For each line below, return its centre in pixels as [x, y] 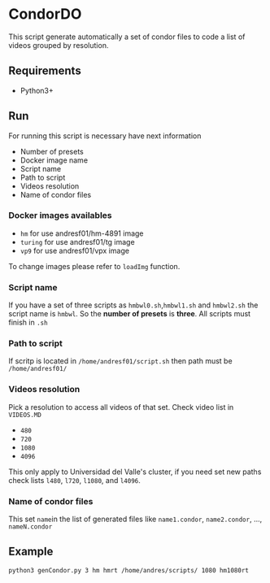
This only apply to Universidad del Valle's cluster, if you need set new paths [135, 472]
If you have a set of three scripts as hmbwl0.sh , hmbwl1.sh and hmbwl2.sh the [133, 305]
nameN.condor [30, 527]
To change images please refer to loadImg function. [94, 266]
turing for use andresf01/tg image [78, 241]
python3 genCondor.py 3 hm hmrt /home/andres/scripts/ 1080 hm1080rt [129, 570]
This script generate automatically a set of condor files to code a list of [127, 37]
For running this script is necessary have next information [105, 136]
